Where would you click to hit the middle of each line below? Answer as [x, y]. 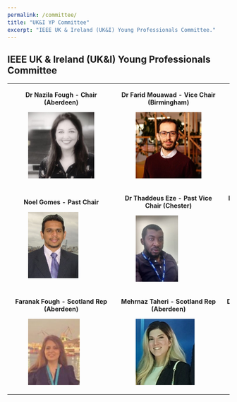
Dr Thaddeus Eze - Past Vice [169, 199]
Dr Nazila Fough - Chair [61, 95]
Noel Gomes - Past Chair [61, 202]
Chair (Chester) [169, 206]
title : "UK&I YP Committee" [49, 22]
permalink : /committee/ [42, 15]
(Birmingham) [169, 102]
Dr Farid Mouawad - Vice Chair [168, 95]
